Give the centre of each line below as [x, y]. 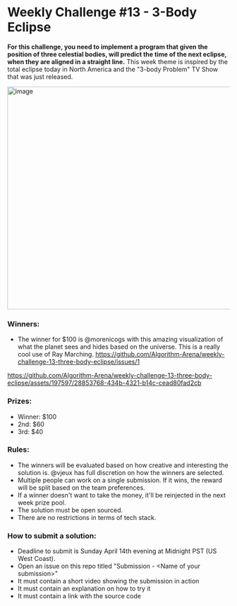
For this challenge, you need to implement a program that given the [108, 47]
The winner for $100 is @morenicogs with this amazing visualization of [120, 340]
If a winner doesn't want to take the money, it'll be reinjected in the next [121, 495]
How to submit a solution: [52, 536]
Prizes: [20, 401]
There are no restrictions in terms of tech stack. [87, 517]
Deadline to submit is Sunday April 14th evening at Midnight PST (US [117, 551]
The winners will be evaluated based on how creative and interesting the [123, 465]
